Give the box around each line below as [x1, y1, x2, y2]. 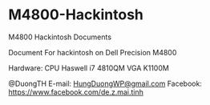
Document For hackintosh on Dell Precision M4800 [8, 47, 177, 57]
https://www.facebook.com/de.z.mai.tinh [8, 87, 144, 97]
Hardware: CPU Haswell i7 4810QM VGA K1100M [8, 63, 170, 73]
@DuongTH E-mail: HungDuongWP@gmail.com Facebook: [8, 79, 203, 88]
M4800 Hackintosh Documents [8, 32, 112, 42]
